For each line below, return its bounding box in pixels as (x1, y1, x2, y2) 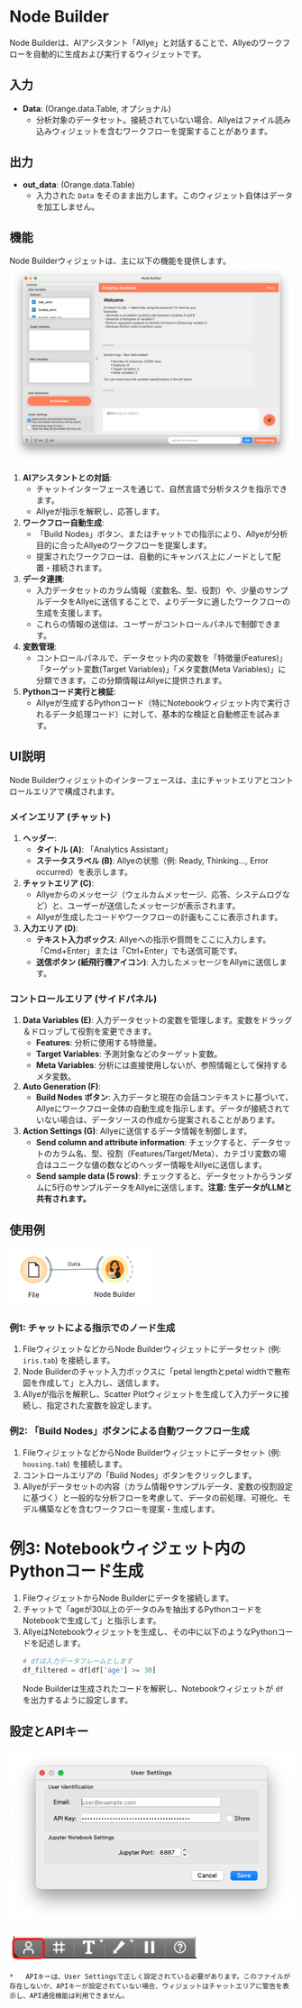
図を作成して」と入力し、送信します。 (22, 1377, 164, 1389)
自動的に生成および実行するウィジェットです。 (32, 48, 206, 59)
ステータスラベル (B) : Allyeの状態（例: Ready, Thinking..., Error (35, 854, 269, 866)
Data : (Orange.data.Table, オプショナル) (22, 103, 171, 114)
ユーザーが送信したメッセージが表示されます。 (67, 899, 241, 911)
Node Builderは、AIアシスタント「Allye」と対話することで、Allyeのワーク (9, 37, 283, 48)
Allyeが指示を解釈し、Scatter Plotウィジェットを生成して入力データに (22, 1389, 282, 1400)
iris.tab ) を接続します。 (22, 1355, 115, 1366)
